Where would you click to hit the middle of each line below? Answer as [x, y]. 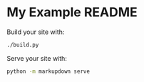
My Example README [72, 12]
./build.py [23, 45]
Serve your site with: [37, 58]
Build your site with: [36, 32]
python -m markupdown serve [48, 71]
